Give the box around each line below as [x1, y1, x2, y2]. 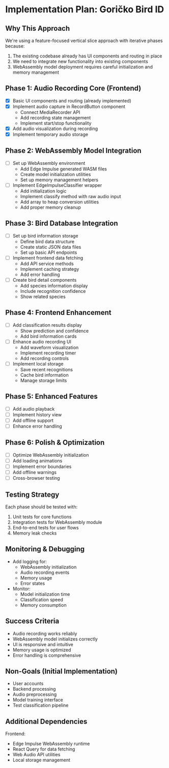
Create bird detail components [12, 276, 77, 283]
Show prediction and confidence [20, 328, 89, 334]
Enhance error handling [12, 423, 62, 429]
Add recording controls [20, 355, 69, 361]
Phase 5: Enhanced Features [5, 392, 98, 401]
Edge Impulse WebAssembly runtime [12, 741, 90, 747]
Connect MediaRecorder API [20, 109, 80, 115]
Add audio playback [12, 406, 55, 412]
